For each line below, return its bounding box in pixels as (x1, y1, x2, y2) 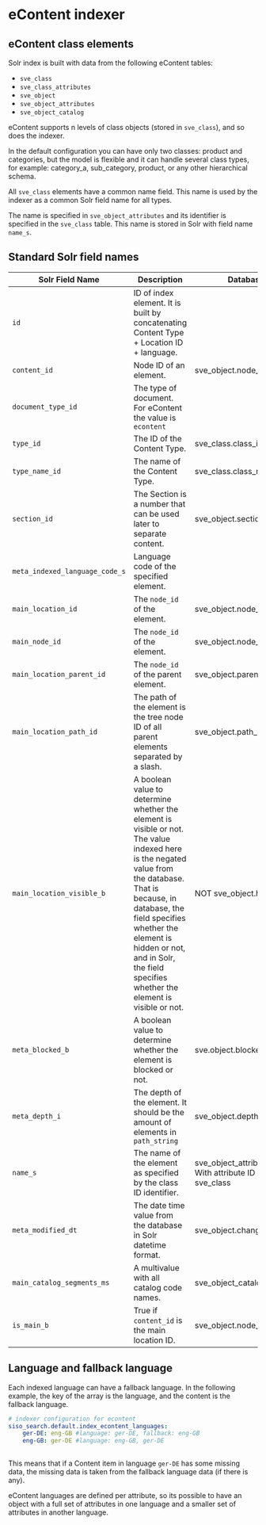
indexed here (133, 843, 182, 854)
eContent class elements (8, 37, 135, 51)
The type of (133, 382, 177, 393)
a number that (133, 498, 186, 509)
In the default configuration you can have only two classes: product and (8, 147, 243, 155)
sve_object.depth (194, 1110, 259, 1122)
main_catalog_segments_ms (12, 1278, 110, 1287)
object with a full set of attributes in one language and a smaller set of (8, 1500, 236, 1508)
